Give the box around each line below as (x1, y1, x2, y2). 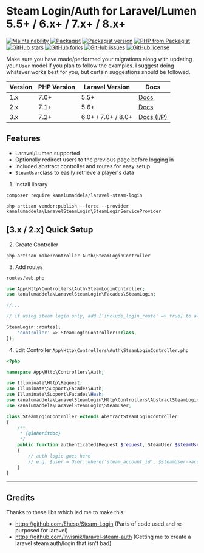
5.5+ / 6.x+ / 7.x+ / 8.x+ (6, 17, 126, 31)
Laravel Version (84, 83, 131, 91)
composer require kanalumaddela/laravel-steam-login (6, 192, 143, 198)
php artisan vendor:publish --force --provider (6, 203, 129, 209)
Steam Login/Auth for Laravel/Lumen (6, 4, 197, 18)
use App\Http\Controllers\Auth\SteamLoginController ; (6, 285, 146, 292)
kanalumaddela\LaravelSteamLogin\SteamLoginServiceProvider (6, 208, 162, 214)
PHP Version (38, 83, 76, 91)
